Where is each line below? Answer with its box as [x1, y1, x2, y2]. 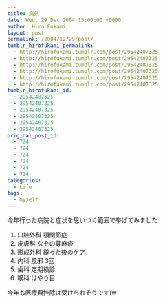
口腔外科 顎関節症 [16, 231, 67, 239]
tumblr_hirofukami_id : [7, 87, 72, 94]
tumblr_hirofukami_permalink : [7, 42, 94, 49]
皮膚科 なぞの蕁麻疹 [16, 240, 74, 247]
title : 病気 [7, 10, 39, 17]
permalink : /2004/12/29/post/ [7, 36, 94, 43]
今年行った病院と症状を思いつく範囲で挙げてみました [7, 216, 158, 224]
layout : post [7, 29, 45, 37]
